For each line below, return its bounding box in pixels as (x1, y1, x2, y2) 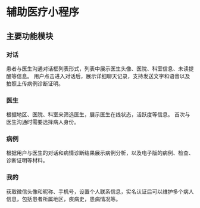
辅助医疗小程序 (6, 5, 80, 19)
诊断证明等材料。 (6, 157, 48, 164)
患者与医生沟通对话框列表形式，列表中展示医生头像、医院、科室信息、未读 (6, 65, 189, 72)
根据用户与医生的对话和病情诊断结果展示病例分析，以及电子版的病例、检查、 (6, 150, 194, 157)
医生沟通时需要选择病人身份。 (6, 119, 79, 126)
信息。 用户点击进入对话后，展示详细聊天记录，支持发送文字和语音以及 (16, 72, 190, 79)
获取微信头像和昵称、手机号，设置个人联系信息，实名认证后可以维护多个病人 (6, 188, 194, 195)
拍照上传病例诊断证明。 (6, 80, 64, 87)
